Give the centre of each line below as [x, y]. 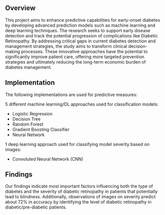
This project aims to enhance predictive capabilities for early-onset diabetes [83, 20]
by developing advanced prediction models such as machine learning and [80, 25]
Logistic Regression [32, 113]
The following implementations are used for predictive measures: [71, 94]
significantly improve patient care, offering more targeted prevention [75, 57]
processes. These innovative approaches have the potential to [84, 51]
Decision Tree [26, 119]
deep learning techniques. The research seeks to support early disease [78, 30]
